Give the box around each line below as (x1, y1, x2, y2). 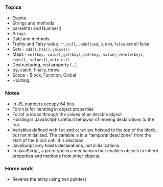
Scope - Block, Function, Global (12, 72, 76, 78)
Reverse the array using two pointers (12, 176, 87, 182)
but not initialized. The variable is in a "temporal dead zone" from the (12, 132, 151, 138)
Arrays (12, 31, 26, 37)
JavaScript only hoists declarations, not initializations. (12, 142, 121, 148)
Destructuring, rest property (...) (12, 62, 77, 68)
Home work (5, 165, 33, 172)
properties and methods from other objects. (12, 153, 101, 159)
